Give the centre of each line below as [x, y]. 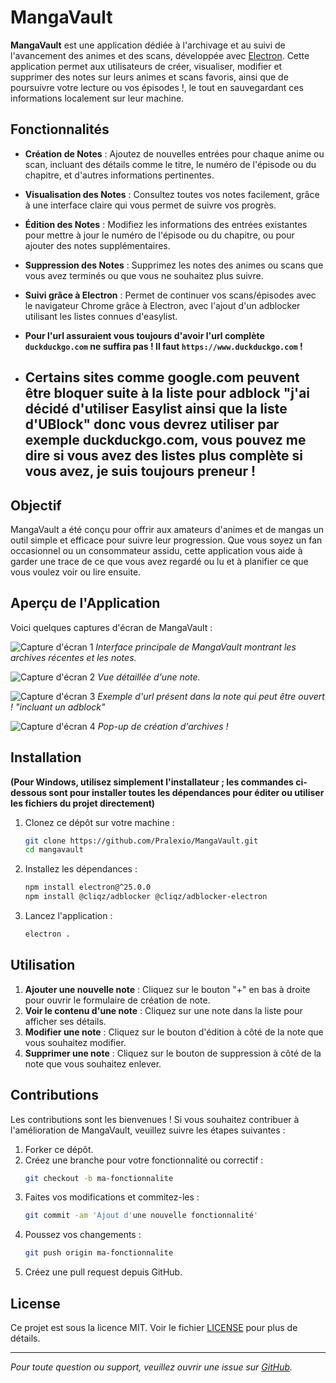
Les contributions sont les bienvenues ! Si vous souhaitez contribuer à [155, 1119]
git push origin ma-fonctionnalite [99, 1253]
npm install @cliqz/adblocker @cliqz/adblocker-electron [146, 897]
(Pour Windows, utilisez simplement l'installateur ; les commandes [152, 782]
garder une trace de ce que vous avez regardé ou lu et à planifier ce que [159, 561]
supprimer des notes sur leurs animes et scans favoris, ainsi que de [149, 77]
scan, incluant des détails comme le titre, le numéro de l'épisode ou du [170, 164]
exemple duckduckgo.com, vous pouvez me [165, 440]
